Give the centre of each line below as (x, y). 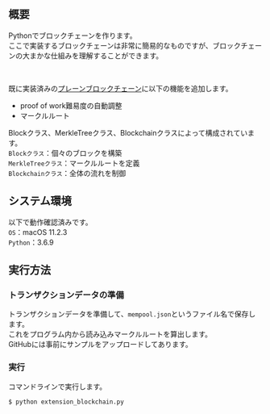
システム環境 (40, 201)
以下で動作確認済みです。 (50, 222)
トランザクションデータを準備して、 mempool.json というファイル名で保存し (132, 314)
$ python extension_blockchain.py (66, 402)
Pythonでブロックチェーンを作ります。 (73, 36)
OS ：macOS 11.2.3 (38, 232)
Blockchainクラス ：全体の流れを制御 (67, 173)
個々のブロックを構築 (87, 153)
